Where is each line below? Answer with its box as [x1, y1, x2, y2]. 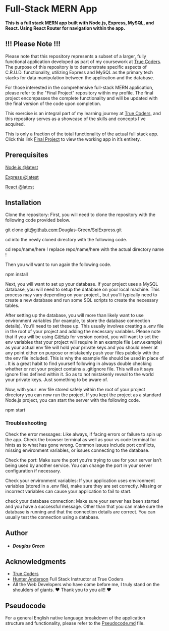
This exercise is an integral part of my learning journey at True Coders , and [5, 110, 161, 116]
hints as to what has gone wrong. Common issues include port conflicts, [5, 442, 155, 448]
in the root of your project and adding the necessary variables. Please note [5, 329, 161, 335]
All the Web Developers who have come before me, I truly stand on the [12, 582, 160, 588]
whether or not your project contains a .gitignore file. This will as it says [5, 366, 154, 372]
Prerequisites [5, 151, 48, 160]
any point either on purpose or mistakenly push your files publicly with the [5, 350, 159, 356]
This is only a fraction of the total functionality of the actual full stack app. [5, 131, 159, 137]
